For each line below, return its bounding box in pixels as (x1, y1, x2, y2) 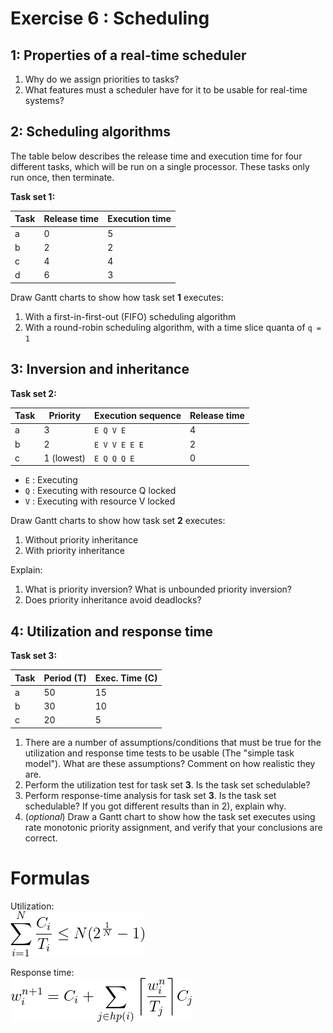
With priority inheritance (24, 545, 125, 557)
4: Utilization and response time (10, 623, 214, 640)
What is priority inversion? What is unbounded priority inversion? (24, 583, 293, 596)
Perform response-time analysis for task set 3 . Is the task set (24, 789, 277, 801)
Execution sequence (94, 410, 182, 422)
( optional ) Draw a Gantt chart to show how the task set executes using (24, 810, 316, 822)
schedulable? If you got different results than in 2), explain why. (24, 800, 287, 812)
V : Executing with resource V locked (24, 495, 176, 507)
